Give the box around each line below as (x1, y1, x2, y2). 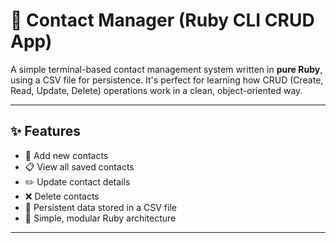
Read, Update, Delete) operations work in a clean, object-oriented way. (10, 84, 303, 96)
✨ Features (10, 123, 81, 140)
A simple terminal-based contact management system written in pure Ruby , (10, 63, 323, 75)
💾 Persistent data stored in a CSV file (24, 201, 177, 213)
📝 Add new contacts (24, 149, 109, 161)
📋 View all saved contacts (24, 160, 135, 173)
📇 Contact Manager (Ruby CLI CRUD (10, 9, 315, 32)
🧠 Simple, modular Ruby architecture (24, 212, 177, 224)
